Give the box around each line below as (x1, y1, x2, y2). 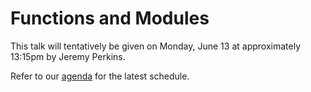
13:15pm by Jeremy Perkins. (10, 50, 126, 62)
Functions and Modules (10, 7, 210, 30)
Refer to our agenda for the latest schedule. (10, 70, 190, 82)
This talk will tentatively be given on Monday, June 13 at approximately (10, 40, 301, 52)
